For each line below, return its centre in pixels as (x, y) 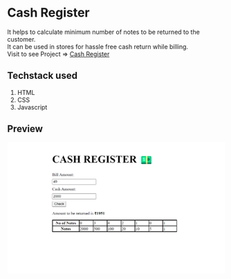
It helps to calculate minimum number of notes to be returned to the (104, 32)
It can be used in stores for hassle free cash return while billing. (98, 46)
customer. (21, 39)
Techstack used (43, 76)
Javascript (32, 107)
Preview (25, 129)
